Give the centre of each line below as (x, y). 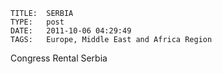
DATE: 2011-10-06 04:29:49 (71, 31)
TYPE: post (37, 22)
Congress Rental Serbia (59, 58)
